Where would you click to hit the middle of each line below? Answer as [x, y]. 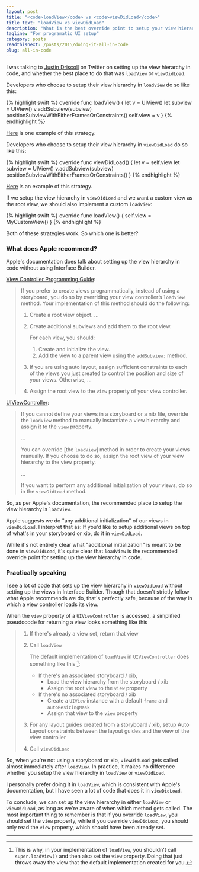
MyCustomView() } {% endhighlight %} [54, 222]
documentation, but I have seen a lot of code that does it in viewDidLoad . [94, 791]
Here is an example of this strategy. [49, 186]
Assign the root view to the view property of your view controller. [108, 391]
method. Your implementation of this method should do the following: [105, 303]
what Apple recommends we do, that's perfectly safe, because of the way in [99, 598]
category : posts [26, 39]
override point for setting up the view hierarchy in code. [74, 557]
